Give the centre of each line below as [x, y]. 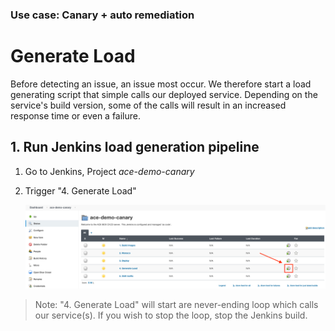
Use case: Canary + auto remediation [102, 15]
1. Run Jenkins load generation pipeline [135, 147]
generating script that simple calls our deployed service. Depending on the [164, 94]
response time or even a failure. [76, 115]
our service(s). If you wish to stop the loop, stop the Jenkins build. [171, 315]
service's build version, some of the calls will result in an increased [148, 105]
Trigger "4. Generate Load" [80, 190]
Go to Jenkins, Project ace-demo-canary [109, 171]
